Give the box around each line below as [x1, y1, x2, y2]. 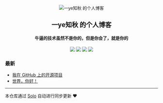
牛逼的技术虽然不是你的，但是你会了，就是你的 [34, 35, 129, 41]
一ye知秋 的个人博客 [51, 21, 112, 29]
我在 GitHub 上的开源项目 [12, 72, 63, 78]
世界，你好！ [12, 78, 38, 84]
